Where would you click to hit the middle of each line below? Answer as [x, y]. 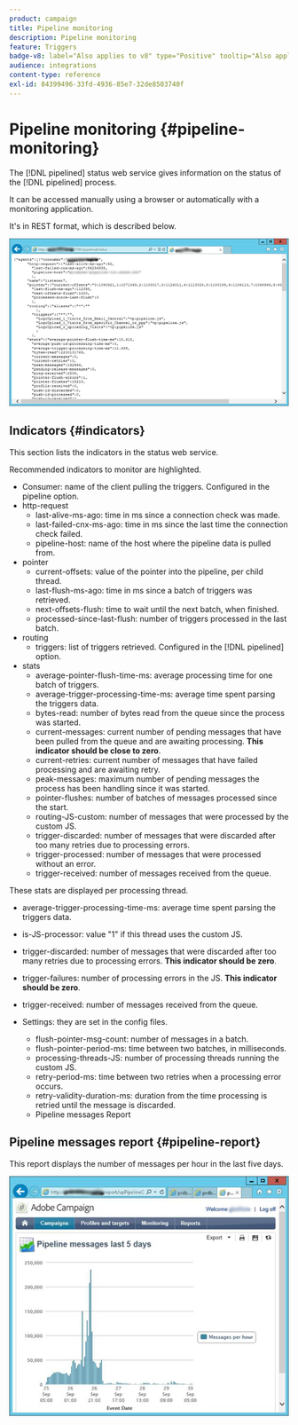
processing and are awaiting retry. [98, 769]
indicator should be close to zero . [98, 751]
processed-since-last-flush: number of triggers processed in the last [161, 618]
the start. [52, 807]
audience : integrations [53, 66]
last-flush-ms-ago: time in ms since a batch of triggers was [144, 590]
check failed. [59, 533]
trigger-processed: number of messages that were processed [148, 854]
